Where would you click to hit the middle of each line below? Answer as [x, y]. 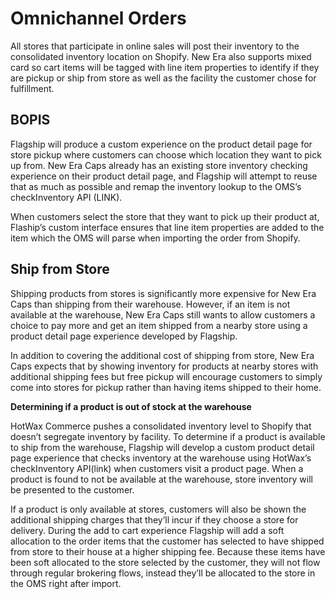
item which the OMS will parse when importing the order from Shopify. [155, 238]
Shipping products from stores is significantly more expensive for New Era [163, 293]
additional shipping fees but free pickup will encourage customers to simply [166, 376]
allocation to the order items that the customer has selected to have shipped [167, 541]
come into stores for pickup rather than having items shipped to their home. [166, 387]
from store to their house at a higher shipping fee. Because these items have [168, 551]
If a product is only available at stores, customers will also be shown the [158, 509]
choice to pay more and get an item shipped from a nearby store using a [159, 325]
